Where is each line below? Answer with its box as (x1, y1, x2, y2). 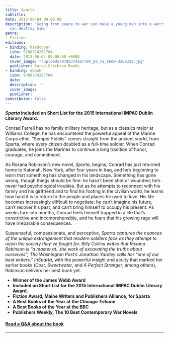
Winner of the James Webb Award (12, 277, 86, 283)
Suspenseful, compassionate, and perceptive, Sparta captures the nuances (5, 230, 162, 236)
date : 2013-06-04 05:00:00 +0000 (10, 54, 80, 59)
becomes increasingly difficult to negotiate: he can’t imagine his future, (5, 199, 152, 205)
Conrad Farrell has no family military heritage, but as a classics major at (5, 125, 153, 131)
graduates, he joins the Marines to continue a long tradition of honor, (5, 146, 147, 152)
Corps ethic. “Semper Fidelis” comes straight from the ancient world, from (5, 136, 159, 142)
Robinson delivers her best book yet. (5, 268, 81, 274)
